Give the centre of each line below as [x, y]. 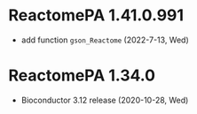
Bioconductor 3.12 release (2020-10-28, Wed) [105, 100]
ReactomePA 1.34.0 [82, 76]
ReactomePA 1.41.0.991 [96, 15]
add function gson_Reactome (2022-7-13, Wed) [105, 40]
